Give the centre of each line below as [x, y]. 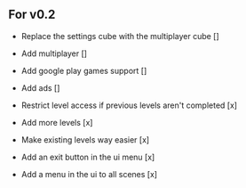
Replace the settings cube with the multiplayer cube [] [120, 36]
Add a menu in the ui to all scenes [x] [89, 174]
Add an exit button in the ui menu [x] [88, 157]
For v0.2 [32, 15]
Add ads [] [40, 87]
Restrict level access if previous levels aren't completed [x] [129, 105]
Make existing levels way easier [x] [85, 139]
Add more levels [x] [57, 122]
